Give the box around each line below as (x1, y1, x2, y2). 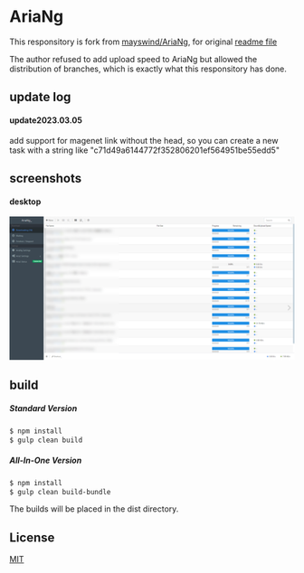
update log (9, 89, 71, 105)
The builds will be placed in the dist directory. (9, 503, 179, 514)
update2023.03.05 (9, 115, 83, 126)
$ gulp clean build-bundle (9, 488, 111, 497)
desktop (9, 196, 42, 207)
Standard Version (9, 403, 78, 414)
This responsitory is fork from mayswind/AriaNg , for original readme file (9, 36, 278, 47)
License (9, 530, 55, 545)
